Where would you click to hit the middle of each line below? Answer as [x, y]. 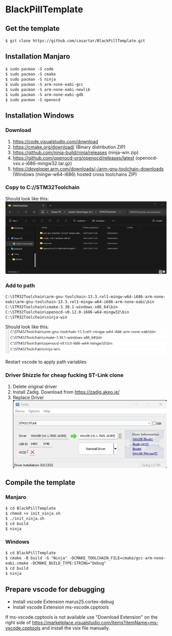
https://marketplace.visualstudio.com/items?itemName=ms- [95, 623]
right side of [18, 623]
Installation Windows [40, 116]
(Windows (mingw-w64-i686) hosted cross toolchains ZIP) [75, 174]
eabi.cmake [17, 564]
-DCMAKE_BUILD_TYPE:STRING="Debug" [68, 564]
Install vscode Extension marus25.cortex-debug [63, 602]
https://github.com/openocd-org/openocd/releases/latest [73, 158]
